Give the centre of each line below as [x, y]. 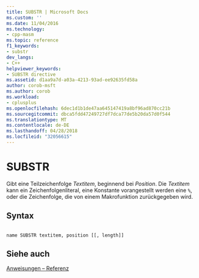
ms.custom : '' [24, 18]
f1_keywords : [23, 46]
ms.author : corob [28, 91]
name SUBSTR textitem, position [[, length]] [65, 235]
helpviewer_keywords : [34, 69]
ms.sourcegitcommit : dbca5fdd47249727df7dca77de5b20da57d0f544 [89, 114]
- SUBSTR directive [31, 74]
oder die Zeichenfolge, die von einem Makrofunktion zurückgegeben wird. [100, 196]
